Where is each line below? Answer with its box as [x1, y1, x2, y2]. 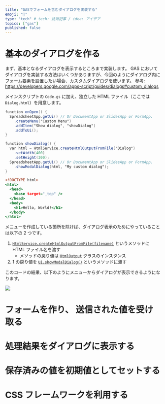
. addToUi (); [14, 128, 38, 133]
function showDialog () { [5, 141, 56, 146]
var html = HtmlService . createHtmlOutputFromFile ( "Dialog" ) [9, 146, 135, 151]
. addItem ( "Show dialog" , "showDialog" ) [14, 123, 96, 128]
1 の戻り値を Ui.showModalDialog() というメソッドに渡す [12, 259, 127, 265]
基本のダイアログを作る [5, 48, 100, 60]
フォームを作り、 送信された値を [5, 304, 136, 315]
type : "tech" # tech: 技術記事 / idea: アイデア [5, 16, 101, 21]
